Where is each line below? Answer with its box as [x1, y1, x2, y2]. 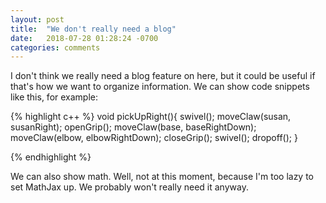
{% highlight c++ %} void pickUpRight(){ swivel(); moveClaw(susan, [10, 111, 292, 123]
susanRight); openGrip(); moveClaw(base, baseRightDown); [10, 121, 257, 133]
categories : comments [10, 42, 101, 53]
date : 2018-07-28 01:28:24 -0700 [10, 33, 159, 43]
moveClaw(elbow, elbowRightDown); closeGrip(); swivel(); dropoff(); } [10, 132, 298, 144]
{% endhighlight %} [10, 151, 92, 163]
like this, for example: [10, 91, 99, 103]
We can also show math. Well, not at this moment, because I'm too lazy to [10, 171, 315, 183]
